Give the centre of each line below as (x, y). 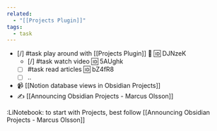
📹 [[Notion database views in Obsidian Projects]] (88, 86)
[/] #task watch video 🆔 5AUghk (75, 61)
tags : (14, 27)
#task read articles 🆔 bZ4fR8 (71, 69)
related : (19, 14)
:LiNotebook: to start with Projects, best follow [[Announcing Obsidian (108, 113)
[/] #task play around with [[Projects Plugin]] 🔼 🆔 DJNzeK (101, 54)
